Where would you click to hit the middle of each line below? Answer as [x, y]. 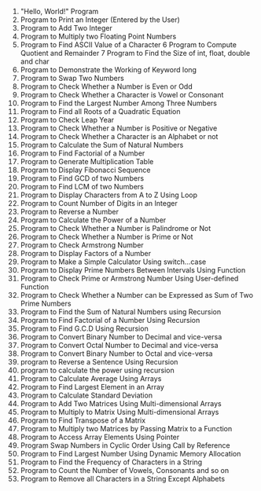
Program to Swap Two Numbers [72, 78]
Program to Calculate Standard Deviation [86, 395]
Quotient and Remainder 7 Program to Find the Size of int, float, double [135, 53]
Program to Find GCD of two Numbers [82, 178]
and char [35, 61]
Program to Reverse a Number [69, 212]
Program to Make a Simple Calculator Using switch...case [113, 262]
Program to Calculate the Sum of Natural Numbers [102, 145]
